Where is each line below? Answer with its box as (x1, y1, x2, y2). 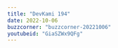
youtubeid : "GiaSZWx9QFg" (7, 30, 83, 37)
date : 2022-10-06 (7, 17, 58, 24)
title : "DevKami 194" (7, 10, 71, 18)
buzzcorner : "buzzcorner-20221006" (7, 23, 112, 30)
